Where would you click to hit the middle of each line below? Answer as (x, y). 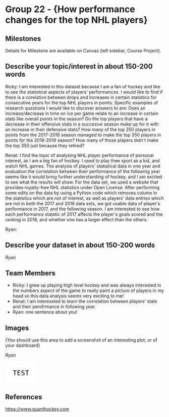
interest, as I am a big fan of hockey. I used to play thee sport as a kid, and (82, 160)
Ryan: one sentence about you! (45, 312)
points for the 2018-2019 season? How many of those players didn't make (82, 140)
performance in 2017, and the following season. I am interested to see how (82, 209)
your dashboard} (23, 345)
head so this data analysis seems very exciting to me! (68, 296)
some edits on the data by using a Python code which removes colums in (81, 193)
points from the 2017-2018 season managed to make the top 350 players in (83, 135)
